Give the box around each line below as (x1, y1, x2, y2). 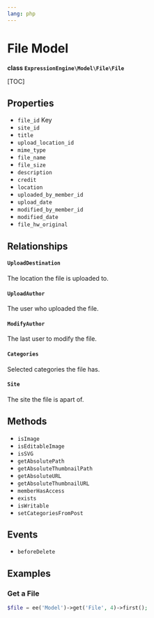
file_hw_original (17, 221, 68, 228)
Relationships (7, 240, 68, 252)
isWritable (17, 502, 49, 510)
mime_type (17, 147, 47, 154)
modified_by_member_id (17, 206, 84, 213)
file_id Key (17, 116, 52, 125)
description (17, 169, 52, 176)
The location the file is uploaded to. (7, 274, 109, 282)
